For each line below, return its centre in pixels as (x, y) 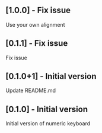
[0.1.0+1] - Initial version (51, 76)
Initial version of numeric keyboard (48, 123)
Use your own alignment (35, 24)
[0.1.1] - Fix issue (37, 44)
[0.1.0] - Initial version (47, 109)
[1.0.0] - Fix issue (38, 10)
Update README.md (31, 91)
